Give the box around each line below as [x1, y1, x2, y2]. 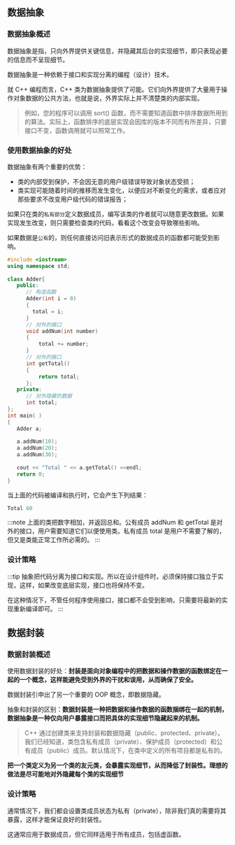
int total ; [25, 399, 58, 406]
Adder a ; [16, 425, 42, 432]
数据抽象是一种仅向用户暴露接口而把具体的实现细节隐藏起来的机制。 [7, 714, 204, 723]
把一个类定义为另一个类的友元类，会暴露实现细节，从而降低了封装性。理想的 [7, 761, 228, 769]
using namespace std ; [7, 262, 71, 269]
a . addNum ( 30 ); [16, 451, 58, 458]
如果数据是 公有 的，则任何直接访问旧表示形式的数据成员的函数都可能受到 [7, 233, 214, 241]
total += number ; [38, 341, 90, 348]
